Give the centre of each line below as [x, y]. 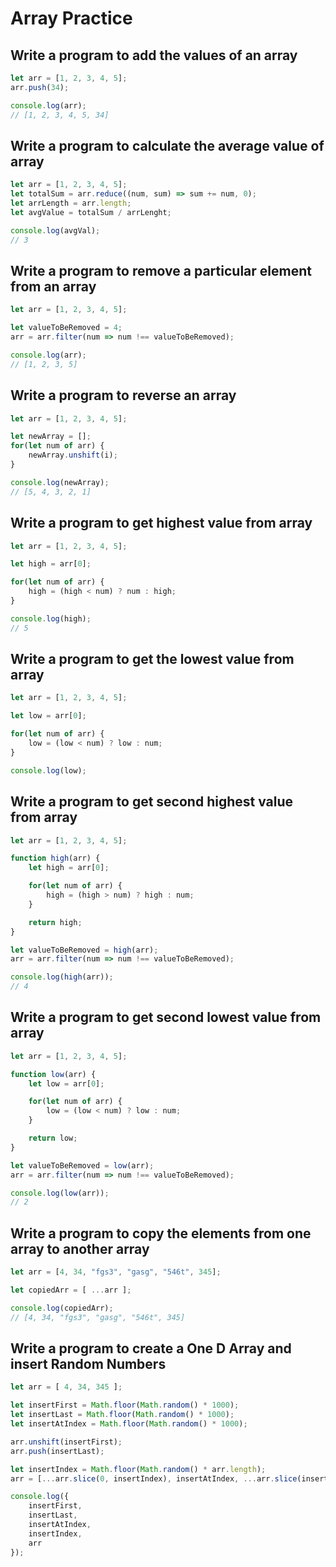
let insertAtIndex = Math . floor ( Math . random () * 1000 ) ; [129, 1424]
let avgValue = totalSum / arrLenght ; [91, 212]
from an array [53, 286]
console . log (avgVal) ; [55, 230]
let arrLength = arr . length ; [71, 203]
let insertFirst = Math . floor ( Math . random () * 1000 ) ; [125, 1405]
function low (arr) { [53, 1074]
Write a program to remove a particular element [161, 270]
